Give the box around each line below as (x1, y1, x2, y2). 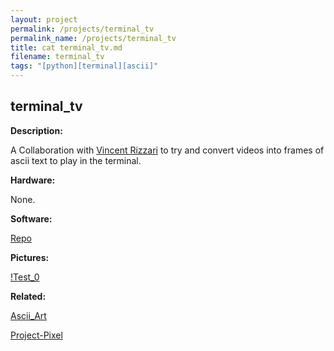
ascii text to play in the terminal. (10, 154, 142, 166)
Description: (10, 124, 63, 136)
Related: (10, 290, 47, 302)
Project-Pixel (10, 329, 63, 341)
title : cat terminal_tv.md (10, 42, 123, 53)
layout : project (10, 14, 78, 25)
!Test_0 (10, 271, 40, 283)
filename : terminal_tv (10, 52, 105, 62)
